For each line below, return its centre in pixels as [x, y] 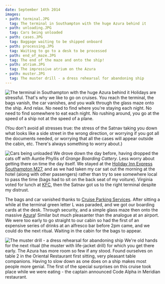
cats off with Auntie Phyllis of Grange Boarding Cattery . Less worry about [80, 158]
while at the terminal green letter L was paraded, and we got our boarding [80, 204]
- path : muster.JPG [25, 74]
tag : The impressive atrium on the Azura [53, 69]
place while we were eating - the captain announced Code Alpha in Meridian [83, 272]
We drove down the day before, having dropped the [106, 153]
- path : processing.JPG [30, 46]
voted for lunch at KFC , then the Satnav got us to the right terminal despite [81, 185]
